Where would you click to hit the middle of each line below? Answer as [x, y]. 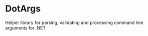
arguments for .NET [26, 27]
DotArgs [23, 9]
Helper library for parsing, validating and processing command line [74, 22]
